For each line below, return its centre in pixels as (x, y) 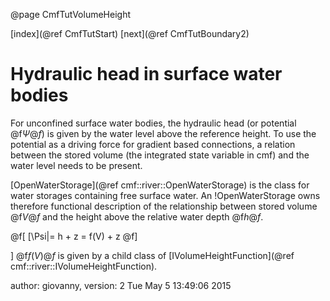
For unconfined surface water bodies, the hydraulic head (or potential (153, 123)
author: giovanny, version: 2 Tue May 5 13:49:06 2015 (121, 285)
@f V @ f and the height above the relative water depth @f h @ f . (137, 216)
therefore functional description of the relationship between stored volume (164, 206)
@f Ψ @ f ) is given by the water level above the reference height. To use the (163, 133)
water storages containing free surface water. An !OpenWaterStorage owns (165, 195)
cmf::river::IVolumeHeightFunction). (84, 266)
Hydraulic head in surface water (146, 74)
